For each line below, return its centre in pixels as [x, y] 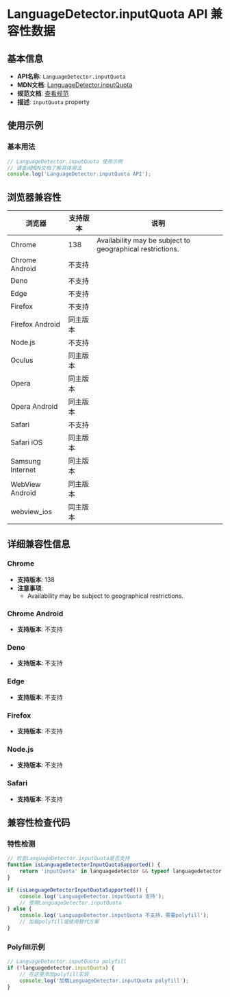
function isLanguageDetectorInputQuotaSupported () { [84, 865]
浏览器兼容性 [34, 197]
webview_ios [31, 512]
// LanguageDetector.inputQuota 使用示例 [65, 162]
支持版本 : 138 [36, 579]
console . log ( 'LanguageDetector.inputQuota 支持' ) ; [92, 896]
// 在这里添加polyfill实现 [54, 974]
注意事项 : [30, 588]
